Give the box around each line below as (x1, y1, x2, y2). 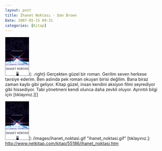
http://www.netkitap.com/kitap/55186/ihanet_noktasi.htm (5, 140, 119, 147)
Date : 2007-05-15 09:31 (5, 18, 53, 23)
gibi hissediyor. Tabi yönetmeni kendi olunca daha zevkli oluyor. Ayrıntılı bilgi (5, 87, 158, 93)
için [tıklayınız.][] (5, 92, 38, 97)
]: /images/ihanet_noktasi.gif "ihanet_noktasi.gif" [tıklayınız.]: (29, 136, 150, 141)
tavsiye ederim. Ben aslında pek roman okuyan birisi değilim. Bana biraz (5, 76, 149, 82)
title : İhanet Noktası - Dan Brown (5, 13, 77, 18)
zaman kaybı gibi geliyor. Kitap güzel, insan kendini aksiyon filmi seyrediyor (5, 82, 155, 87)
